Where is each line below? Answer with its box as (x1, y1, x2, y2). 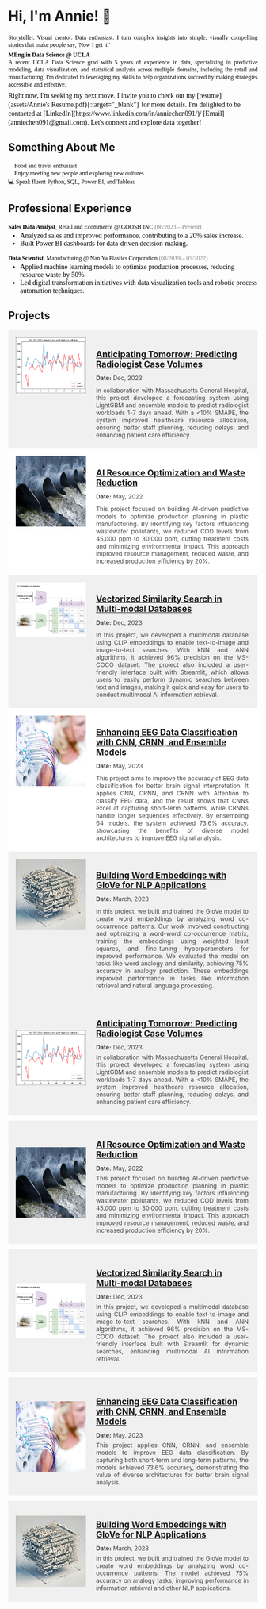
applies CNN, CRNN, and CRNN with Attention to (96, 789, 249, 797)
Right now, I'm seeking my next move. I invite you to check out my (8, 91, 196, 100)
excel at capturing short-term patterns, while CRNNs (96, 803, 249, 812)
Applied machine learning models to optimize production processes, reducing (19, 262, 235, 271)
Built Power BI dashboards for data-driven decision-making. (19, 239, 188, 248)
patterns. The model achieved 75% (133, 1569, 249, 1578)
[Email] (203, 109, 225, 117)
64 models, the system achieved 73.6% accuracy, (96, 818, 249, 827)
